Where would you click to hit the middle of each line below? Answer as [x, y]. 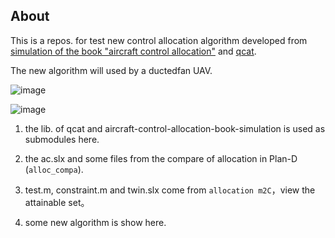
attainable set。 [57, 202]
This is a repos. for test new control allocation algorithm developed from [159, 40]
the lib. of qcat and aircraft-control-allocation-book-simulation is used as [175, 128]
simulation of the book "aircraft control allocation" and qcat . [133, 51]
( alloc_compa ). [54, 169]
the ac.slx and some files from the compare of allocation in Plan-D [161, 158]
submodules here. [62, 139]
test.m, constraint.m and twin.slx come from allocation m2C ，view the [170, 190]
